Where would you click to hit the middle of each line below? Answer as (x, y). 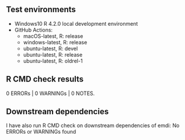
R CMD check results (45, 79)
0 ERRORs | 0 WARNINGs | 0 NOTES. (50, 93)
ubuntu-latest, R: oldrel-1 (53, 61)
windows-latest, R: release (55, 42)
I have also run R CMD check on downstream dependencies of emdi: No (93, 125)
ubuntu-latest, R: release (53, 54)
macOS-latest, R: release (53, 36)
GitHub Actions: (34, 30)
